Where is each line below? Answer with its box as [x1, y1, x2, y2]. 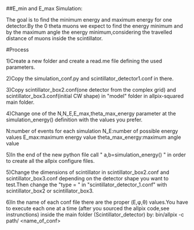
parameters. [6, 64, 36, 71]
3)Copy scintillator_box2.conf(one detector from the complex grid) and [6, 86, 177, 93]
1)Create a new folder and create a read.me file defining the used [6, 58, 163, 64]
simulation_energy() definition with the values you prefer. [6, 116, 143, 123]
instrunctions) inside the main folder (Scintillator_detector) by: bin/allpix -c [6, 211, 185, 218]
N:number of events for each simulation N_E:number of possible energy [6, 128, 178, 134]
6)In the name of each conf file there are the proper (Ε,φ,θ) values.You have [6, 198, 188, 205]
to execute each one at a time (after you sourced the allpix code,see [6, 205, 170, 212]
